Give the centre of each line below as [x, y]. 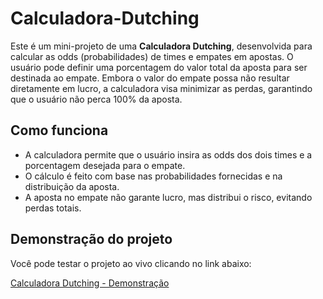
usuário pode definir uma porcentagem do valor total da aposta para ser [159, 67]
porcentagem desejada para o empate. [105, 165]
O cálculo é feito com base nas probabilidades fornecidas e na [153, 176]
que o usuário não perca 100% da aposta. [96, 99]
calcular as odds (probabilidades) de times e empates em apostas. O [152, 56]
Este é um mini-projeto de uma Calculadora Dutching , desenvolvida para [161, 46]
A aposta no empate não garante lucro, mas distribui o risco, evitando [168, 197]
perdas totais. [53, 208]
